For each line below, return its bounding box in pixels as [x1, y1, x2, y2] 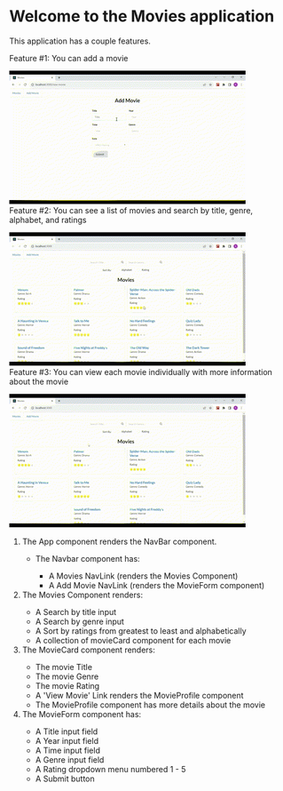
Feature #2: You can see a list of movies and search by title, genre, [9, 204, 254, 215]
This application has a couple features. [9, 36, 151, 46]
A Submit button [35, 773, 95, 784]
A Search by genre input [35, 616, 124, 627]
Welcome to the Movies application [9, 6, 275, 27]
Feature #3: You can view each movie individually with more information [9, 366, 273, 377]
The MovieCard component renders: [21, 644, 155, 655]
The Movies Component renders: [21, 589, 144, 600]
